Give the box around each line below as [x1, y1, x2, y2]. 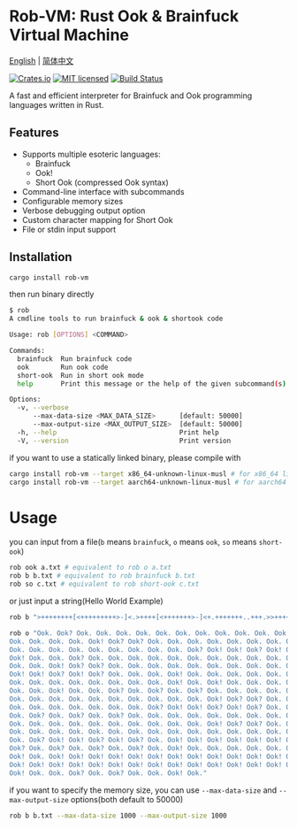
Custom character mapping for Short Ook [21, 214, 174, 225]
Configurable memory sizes [21, 196, 124, 206]
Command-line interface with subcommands [21, 186, 185, 196]
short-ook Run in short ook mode [17, 371, 144, 380]
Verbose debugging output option [21, 205, 146, 216]
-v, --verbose [17, 403, 69, 412]
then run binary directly [9, 289, 95, 300]
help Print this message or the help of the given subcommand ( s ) [17, 379, 287, 388]
